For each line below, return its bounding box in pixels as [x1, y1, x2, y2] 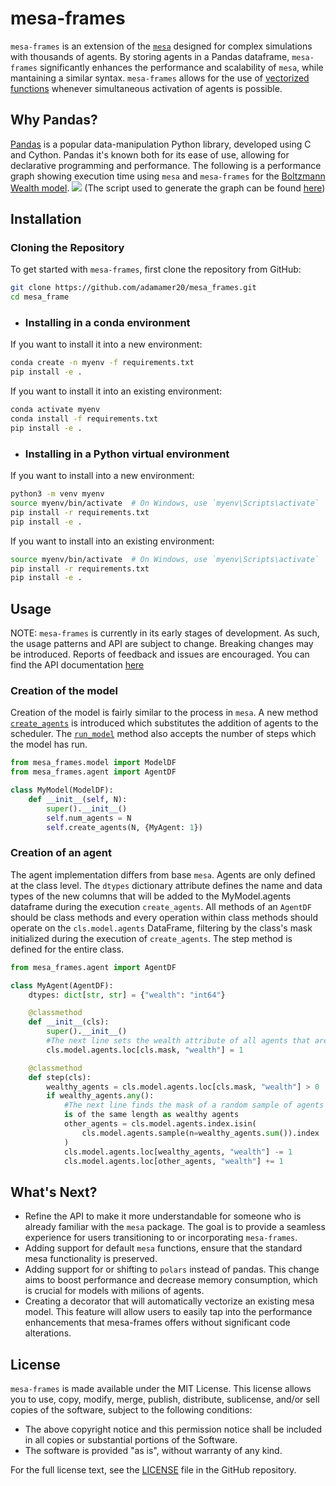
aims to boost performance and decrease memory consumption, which [24, 1274, 318, 1286]
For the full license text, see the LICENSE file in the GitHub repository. [10, 1464, 297, 1476]
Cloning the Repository [10, 241, 125, 255]
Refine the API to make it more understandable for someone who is [24, 1210, 302, 1222]
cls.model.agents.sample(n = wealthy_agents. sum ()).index [81, 1128, 320, 1138]
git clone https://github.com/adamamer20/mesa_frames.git [10, 283, 257, 293]
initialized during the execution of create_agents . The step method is [10, 932, 293, 944]
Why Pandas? [10, 112, 98, 129]
